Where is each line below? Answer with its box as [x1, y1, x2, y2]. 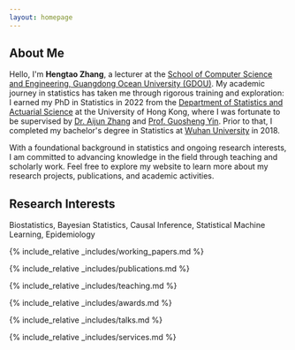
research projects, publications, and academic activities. [9, 171, 215, 181]
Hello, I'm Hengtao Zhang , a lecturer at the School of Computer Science [9, 69, 273, 80]
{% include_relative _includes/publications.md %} [9, 263, 190, 274]
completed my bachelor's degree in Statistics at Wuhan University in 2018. [9, 126, 281, 136]
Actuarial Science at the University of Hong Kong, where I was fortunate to [9, 107, 281, 118]
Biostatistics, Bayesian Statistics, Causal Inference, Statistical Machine [9, 220, 266, 231]
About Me [9, 46, 64, 61]
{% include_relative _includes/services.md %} [9, 332, 177, 343]
